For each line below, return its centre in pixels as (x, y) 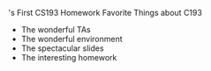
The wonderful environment (72, 39)
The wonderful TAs (56, 29)
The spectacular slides (62, 48)
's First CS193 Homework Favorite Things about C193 (105, 13)
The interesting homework (69, 57)
